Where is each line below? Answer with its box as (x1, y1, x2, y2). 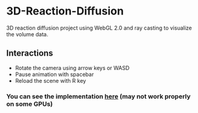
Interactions (6, 48, 53, 59)
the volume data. (6, 30, 49, 37)
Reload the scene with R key (15, 77, 86, 84)
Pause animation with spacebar (15, 71, 94, 78)
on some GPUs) (6, 100, 53, 108)
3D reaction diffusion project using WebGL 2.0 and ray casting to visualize (6, 24, 193, 31)
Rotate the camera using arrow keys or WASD (15, 64, 130, 71)
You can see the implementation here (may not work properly (6, 92, 191, 100)
